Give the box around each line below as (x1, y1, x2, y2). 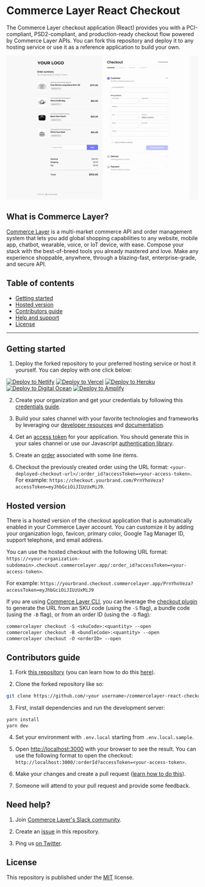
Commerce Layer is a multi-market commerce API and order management (6, 227, 192, 235)
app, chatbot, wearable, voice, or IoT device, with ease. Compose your (6, 241, 184, 248)
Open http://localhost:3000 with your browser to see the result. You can (15, 745, 196, 753)
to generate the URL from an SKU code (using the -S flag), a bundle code (6, 605, 190, 612)
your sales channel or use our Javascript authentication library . (15, 440, 174, 447)
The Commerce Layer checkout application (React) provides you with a (6, 24, 185, 31)
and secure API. (6, 260, 47, 268)
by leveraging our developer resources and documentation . (15, 421, 165, 429)
